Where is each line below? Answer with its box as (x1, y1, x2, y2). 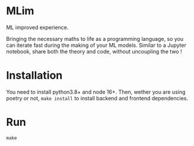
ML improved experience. (6, 24, 69, 31)
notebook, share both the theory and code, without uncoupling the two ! (6, 47, 182, 55)
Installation (6, 69, 63, 82)
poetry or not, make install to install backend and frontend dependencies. (6, 94, 189, 101)
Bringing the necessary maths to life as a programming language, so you (6, 35, 184, 42)
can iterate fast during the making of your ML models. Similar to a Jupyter (6, 42, 187, 49)
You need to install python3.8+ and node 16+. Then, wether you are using (6, 88, 186, 96)
